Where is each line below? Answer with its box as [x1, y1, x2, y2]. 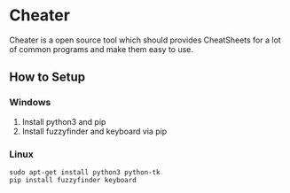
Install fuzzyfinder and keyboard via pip [21, 126, 168, 136]
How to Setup [9, 70, 86, 85]
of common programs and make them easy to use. [9, 43, 193, 54]
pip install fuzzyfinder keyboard [9, 175, 137, 184]
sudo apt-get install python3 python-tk [9, 167, 161, 177]
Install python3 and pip [21, 116, 106, 127]
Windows [9, 96, 51, 109]
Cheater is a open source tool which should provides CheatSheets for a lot [9, 35, 281, 45]
